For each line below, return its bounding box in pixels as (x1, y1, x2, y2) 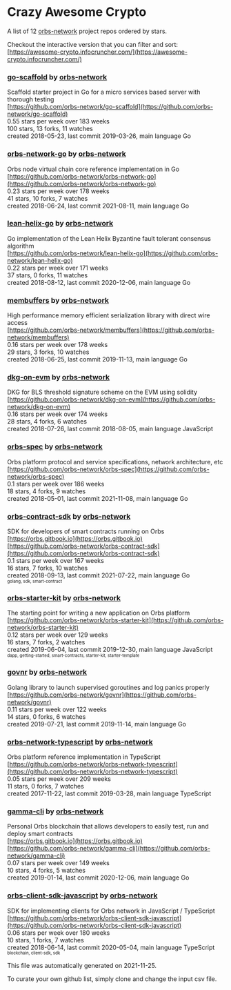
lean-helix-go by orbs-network (7, 219, 114, 228)
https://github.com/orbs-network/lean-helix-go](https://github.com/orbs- (9, 249, 219, 257)
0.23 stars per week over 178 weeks (7, 187, 110, 195)
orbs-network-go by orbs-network (7, 149, 126, 159)
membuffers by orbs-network (7, 295, 109, 305)
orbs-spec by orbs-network (7, 442, 103, 452)
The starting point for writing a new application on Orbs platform (7, 608, 190, 617)
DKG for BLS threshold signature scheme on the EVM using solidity (7, 388, 198, 397)
